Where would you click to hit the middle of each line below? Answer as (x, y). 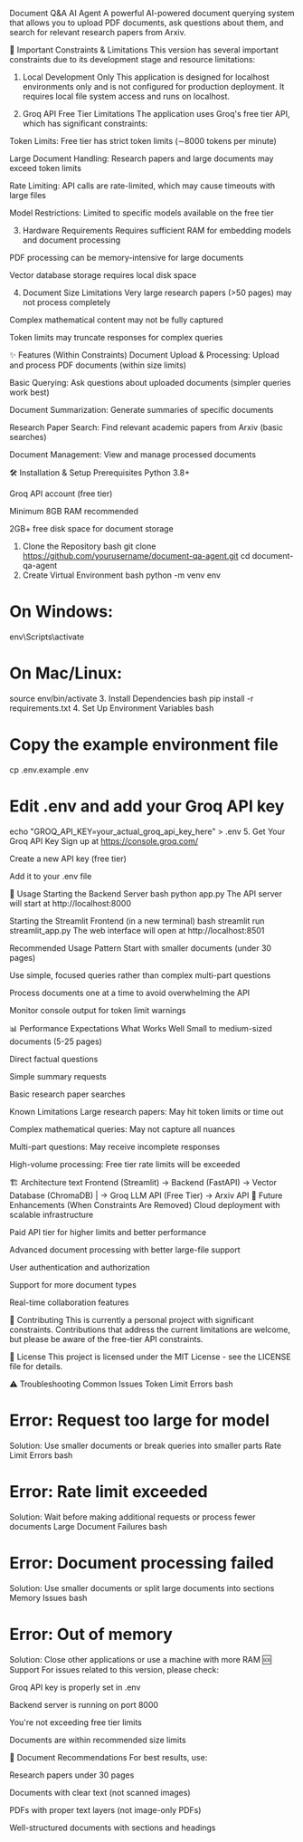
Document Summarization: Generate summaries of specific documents (142, 410)
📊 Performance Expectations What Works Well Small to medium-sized (141, 1028)
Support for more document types (73, 1284)
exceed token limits (45, 168)
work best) (29, 392)
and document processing (71, 240)
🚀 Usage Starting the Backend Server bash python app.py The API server (146, 893)
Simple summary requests (58, 1076)
